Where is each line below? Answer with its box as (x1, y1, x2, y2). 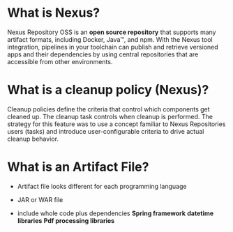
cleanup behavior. (7, 134, 59, 143)
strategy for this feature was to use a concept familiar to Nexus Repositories (7, 120, 226, 128)
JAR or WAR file (17, 195, 63, 203)
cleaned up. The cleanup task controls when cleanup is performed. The (7, 112, 213, 121)
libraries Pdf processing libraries (17, 216, 115, 224)
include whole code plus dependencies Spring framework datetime (17, 209, 214, 217)
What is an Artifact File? (7, 159, 149, 175)
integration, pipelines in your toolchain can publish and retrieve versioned (7, 42, 218, 51)
